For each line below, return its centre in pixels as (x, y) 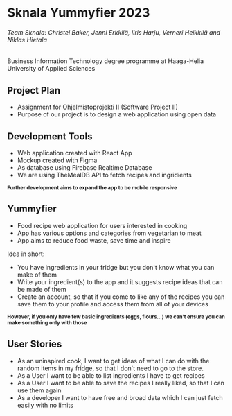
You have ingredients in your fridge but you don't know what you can (116, 267)
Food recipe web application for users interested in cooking (102, 225)
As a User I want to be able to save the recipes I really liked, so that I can (121, 383)
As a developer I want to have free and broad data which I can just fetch (120, 397)
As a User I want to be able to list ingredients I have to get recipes (111, 375)
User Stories (35, 344)
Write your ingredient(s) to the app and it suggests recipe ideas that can (120, 281)
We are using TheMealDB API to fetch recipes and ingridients (104, 175)
